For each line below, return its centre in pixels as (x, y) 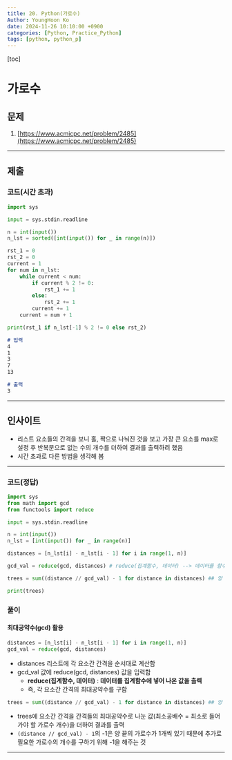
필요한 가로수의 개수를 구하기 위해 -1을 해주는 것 (81, 742)
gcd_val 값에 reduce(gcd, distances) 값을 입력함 (84, 672)
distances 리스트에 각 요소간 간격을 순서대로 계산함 (86, 663)
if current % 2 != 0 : (63, 283)
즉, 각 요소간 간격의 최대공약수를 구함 (77, 689)
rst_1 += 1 (60, 289)
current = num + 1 (46, 315)
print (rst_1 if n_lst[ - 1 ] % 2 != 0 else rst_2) (77, 327)
